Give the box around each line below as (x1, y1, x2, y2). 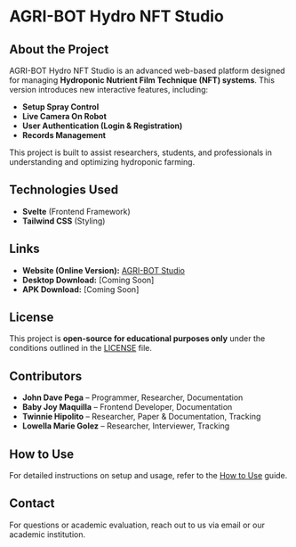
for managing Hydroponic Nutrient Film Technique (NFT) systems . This (9, 75, 276, 86)
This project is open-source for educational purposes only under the (9, 333, 266, 344)
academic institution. (9, 528, 86, 540)
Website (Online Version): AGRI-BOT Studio (21, 265, 185, 275)
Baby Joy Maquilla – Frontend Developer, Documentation (21, 402, 233, 412)
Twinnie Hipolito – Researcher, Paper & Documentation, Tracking (21, 412, 261, 422)
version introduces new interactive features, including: (9, 85, 209, 94)
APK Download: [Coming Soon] (21, 283, 140, 295)
